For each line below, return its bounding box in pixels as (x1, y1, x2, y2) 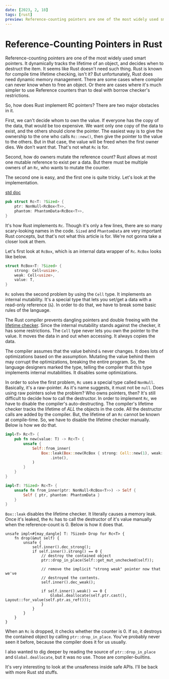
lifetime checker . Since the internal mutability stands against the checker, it (5, 322, 160, 328)
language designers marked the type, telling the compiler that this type (5, 364, 152, 370)
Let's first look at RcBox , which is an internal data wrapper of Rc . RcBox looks (5, 248, 162, 254)
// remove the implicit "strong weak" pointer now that (41, 567, 161, 572)
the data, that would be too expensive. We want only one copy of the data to (5, 123, 163, 129)
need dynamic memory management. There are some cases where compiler (5, 77, 164, 83)
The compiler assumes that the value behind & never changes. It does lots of (5, 348, 164, 354)
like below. (5, 253, 27, 259)
